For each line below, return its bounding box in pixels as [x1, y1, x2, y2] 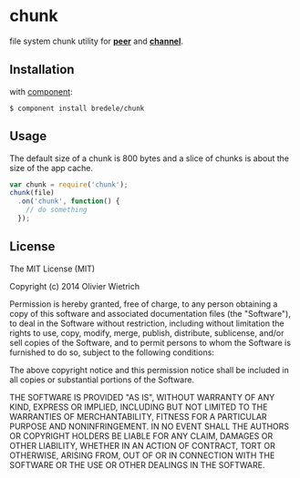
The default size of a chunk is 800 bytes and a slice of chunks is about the [9, 152, 290, 164]
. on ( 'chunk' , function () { [17, 197, 120, 206]
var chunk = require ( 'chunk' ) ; [9, 179, 129, 189]
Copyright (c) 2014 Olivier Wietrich [9, 280, 140, 291]
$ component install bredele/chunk [9, 104, 145, 113]
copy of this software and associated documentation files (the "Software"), [9, 308, 292, 319]
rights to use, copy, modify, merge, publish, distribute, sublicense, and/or [9, 327, 284, 338]
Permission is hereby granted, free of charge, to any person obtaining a [9, 298, 278, 310]
